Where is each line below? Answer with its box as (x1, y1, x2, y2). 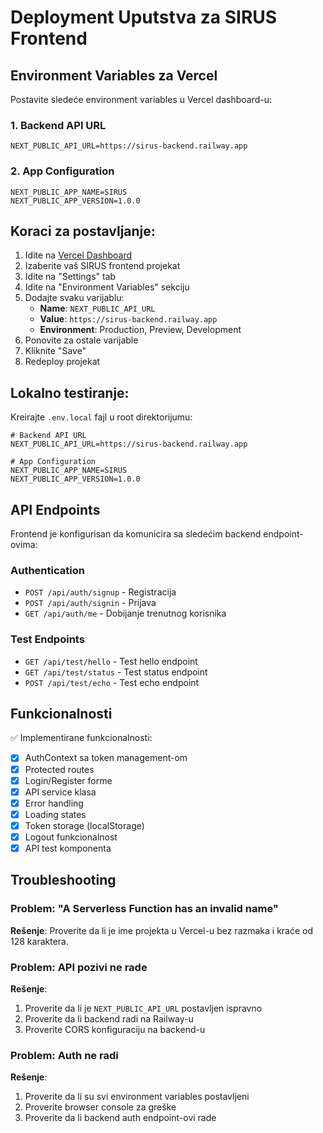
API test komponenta (24, 842, 112, 854)
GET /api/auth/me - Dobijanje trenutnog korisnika (24, 607, 227, 620)
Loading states (24, 808, 87, 820)
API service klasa (24, 786, 97, 798)
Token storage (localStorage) (24, 819, 145, 831)
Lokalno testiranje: (10, 384, 130, 401)
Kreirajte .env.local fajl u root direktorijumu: (10, 411, 193, 423)
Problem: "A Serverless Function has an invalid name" (10, 902, 279, 916)
